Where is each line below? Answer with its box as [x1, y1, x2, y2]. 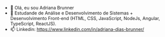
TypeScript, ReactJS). [10, 20, 57, 26]
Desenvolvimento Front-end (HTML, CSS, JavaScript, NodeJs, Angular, [10, 15, 160, 21]
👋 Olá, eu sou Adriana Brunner [10, 5, 74, 10]
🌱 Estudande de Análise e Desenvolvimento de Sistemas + [10, 10, 133, 16]
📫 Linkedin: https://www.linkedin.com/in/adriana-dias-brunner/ [10, 26, 145, 32]
